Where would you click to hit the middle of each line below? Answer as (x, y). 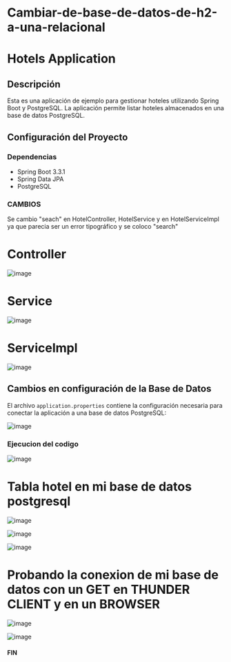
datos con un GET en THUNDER (99, 590)
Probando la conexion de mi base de (113, 575)
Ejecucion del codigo (43, 444)
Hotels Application (61, 59)
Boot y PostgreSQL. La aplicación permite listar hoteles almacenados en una (115, 108)
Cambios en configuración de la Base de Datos (109, 389)
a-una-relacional (56, 27)
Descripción (34, 84)
